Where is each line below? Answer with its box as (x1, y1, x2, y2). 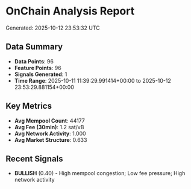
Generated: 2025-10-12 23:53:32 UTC (5, 24, 100, 31)
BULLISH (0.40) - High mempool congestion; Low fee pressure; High (14, 170, 186, 177)
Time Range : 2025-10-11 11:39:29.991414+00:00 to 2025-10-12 (14, 77, 171, 84)
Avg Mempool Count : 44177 (14, 117, 85, 124)
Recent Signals (5, 153, 64, 164)
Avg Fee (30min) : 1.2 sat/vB (14, 123, 84, 130)
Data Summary (5, 42, 63, 52)
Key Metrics (5, 101, 52, 111)
